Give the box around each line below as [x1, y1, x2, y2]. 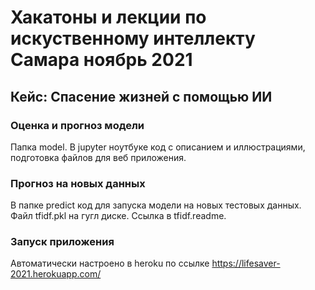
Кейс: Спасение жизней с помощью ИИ [10, 88, 273, 105]
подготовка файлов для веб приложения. [10, 151, 187, 163]
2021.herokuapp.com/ [10, 268, 102, 280]
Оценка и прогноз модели [10, 118, 145, 132]
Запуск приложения [10, 235, 115, 249]
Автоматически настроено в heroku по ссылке [10, 257, 210, 270]
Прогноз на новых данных [10, 176, 146, 190]
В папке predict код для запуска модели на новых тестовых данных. [10, 199, 302, 211]
